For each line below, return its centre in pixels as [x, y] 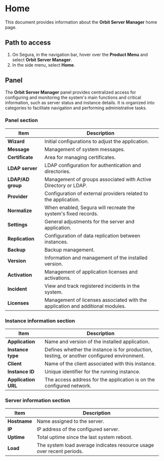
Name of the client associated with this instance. [100, 364]
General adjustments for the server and [90, 221]
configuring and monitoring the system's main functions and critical [73, 97]
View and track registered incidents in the [92, 286]
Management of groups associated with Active [98, 179]
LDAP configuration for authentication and [93, 165]
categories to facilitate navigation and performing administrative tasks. [76, 108]
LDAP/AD [19, 179]
